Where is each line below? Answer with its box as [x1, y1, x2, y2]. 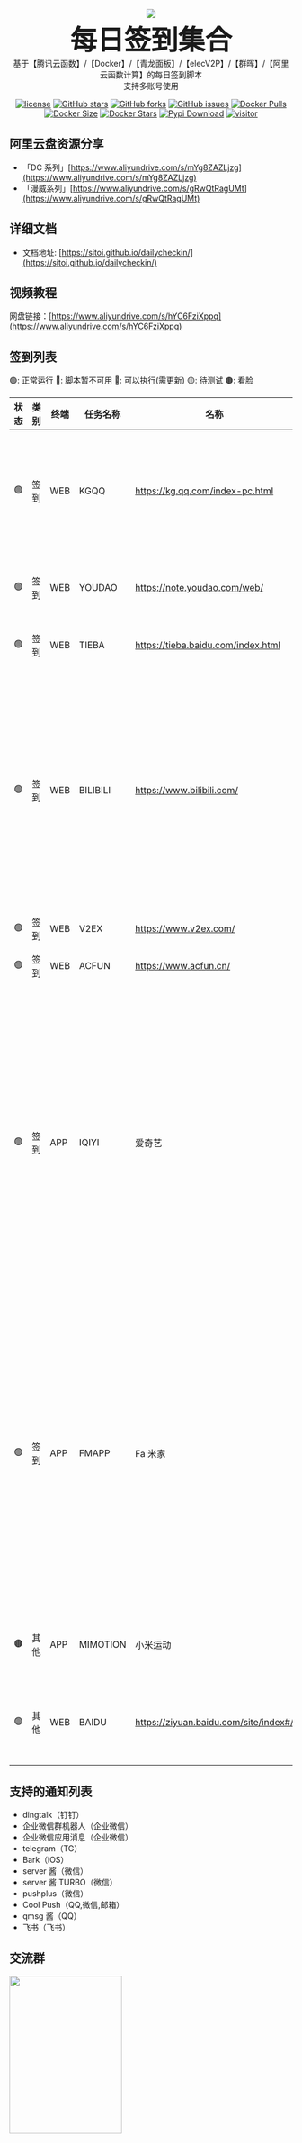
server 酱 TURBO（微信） [22, 1877, 119, 1888]
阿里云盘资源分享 [9, 136, 104, 152]
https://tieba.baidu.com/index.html [134, 639, 281, 652]
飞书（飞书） [22, 1922, 70, 1933]
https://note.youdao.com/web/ [134, 582, 264, 594]
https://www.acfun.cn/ [134, 960, 231, 972]
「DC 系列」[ [22, 162, 72, 173]
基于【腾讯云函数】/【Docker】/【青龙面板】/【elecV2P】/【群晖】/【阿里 [13, 59, 289, 68]
